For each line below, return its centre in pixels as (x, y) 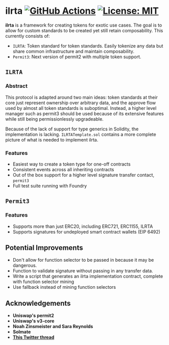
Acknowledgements (38, 303)
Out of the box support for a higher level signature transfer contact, (83, 175)
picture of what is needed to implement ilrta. (52, 140)
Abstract (17, 86)
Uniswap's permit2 (33, 316)
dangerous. (25, 265)
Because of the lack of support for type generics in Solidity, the (72, 129)
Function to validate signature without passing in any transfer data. (83, 271)
